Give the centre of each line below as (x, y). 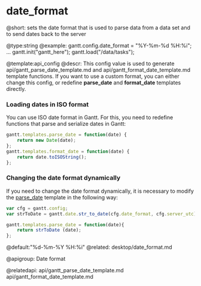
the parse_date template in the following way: (62, 197)
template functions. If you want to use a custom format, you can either (93, 76)
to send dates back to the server (46, 34)
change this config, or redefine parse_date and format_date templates (94, 83)
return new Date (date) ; (47, 141)
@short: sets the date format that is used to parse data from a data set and (98, 28)
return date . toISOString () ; (52, 157)
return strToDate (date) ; (49, 230)
